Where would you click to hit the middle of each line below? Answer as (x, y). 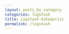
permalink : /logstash (28, 24)
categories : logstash (28, 14)
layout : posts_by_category (33, 10)
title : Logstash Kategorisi (34, 19)
